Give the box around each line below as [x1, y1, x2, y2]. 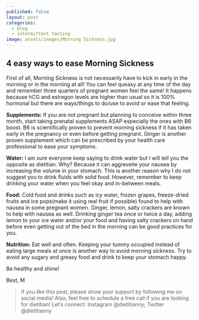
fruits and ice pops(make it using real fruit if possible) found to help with [6, 197, 184, 204]
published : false [6, 8, 49, 15]
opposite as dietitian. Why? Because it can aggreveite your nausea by [6, 160, 177, 167]
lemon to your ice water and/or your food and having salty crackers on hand [6, 216, 194, 223]
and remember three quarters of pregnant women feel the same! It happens [6, 87, 192, 94]
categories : [6, 20, 36, 26]
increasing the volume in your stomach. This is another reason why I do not [6, 167, 191, 174]
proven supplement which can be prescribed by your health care [6, 136, 166, 144]
